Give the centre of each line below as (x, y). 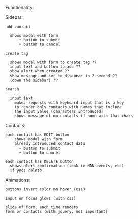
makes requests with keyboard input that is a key (69, 103)
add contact (18, 27)
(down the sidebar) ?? (34, 80)
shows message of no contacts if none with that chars (74, 116)
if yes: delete (26, 171)
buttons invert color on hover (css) (45, 189)
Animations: (18, 180)
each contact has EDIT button (37, 135)
